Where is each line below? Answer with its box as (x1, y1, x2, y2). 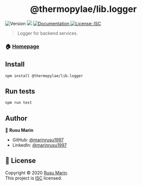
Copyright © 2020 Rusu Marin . (5, 170, 69, 176)
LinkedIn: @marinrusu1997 (12, 142, 67, 148)
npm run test (5, 100, 32, 105)
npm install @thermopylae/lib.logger (5, 73, 83, 78)
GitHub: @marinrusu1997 (12, 137, 64, 143)
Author (5, 114, 27, 122)
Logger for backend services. (17, 30, 78, 36)
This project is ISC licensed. (5, 175, 63, 181)
